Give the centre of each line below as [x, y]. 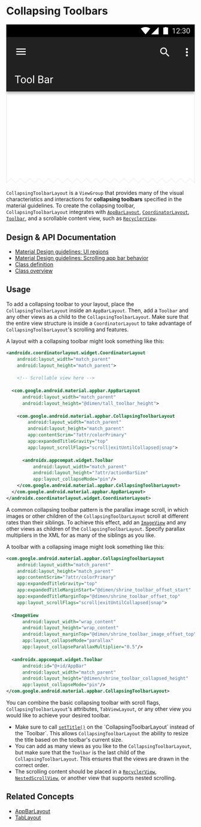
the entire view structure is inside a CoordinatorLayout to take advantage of [99, 323]
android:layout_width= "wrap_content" [69, 621]
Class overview [33, 270]
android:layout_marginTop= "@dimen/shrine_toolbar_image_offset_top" [109, 634]
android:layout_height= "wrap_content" [70, 628]
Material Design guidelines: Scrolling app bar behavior [81, 258]
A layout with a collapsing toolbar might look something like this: [85, 341]
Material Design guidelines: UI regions [62, 251]
